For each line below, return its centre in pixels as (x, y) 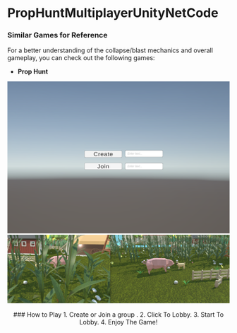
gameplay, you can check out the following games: (81, 58)
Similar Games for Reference (57, 35)
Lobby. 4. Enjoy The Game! (119, 322)
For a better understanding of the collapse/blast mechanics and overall (110, 50)
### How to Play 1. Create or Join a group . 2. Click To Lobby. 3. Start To (119, 315)
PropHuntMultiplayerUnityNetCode (113, 13)
